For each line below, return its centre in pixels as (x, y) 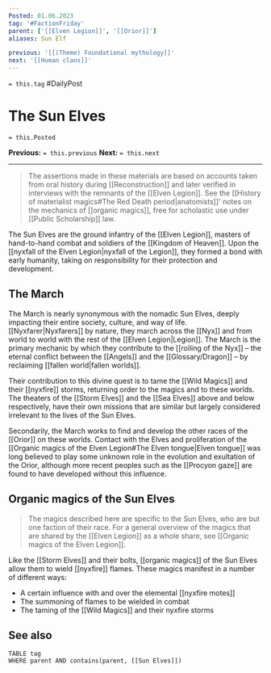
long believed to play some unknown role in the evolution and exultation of (132, 456)
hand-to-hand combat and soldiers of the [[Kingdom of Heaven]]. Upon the (134, 242)
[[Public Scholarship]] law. (72, 218)
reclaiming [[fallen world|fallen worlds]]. (75, 365)
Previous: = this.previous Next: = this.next (84, 152)
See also (30, 635)
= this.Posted (32, 137)
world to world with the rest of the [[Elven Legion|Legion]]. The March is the (135, 339)
